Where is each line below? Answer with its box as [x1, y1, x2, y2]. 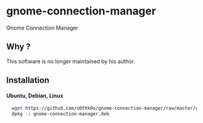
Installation [6, 75, 50, 86]
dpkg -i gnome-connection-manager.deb [11, 111, 110, 117]
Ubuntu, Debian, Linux [6, 92, 63, 99]
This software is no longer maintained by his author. [6, 57, 135, 65]
